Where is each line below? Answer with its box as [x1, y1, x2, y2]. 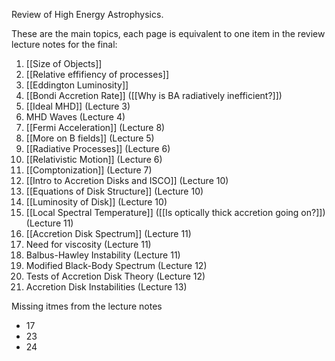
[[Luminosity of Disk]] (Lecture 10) [25, 196, 168, 208]
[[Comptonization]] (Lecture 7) [25, 164, 153, 176]
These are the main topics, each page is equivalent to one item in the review [11, 28, 326, 39]
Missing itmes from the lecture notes [11, 300, 163, 312]
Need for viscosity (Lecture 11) [25, 239, 152, 250]
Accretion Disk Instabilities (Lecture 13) [25, 281, 188, 293]
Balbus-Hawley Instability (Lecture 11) [25, 249, 181, 261]
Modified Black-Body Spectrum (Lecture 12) [25, 260, 208, 271]
